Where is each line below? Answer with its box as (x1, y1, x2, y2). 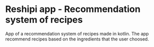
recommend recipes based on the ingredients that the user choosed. (5, 36, 149, 42)
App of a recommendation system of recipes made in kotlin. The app (5, 30, 149, 36)
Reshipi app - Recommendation (5, 3, 141, 15)
